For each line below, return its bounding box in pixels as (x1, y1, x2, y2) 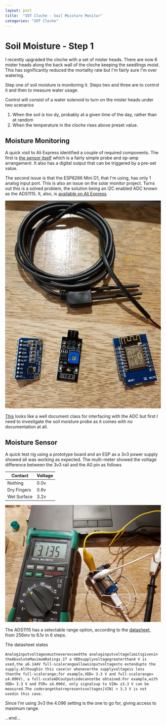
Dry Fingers (7, 487, 31, 493)
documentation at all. (5, 424, 48, 430)
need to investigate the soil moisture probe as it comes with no (5, 418, 133, 425)
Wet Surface (7, 494, 33, 499)
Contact (11, 473, 29, 479)
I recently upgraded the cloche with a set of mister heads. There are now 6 (5, 57, 158, 63)
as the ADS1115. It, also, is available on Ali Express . (5, 191, 108, 197)
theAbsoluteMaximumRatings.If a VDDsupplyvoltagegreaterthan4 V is (5, 657, 147, 662)
